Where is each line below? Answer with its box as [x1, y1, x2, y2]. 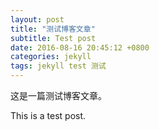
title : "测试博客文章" [10, 24, 96, 34]
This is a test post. [10, 110, 87, 121]
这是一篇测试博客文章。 [10, 90, 107, 101]
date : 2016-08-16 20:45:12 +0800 [10, 42, 150, 53]
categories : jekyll [10, 52, 92, 62]
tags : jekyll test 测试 [10, 61, 107, 71]
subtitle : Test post [10, 33, 97, 43]
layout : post [10, 14, 65, 25]
